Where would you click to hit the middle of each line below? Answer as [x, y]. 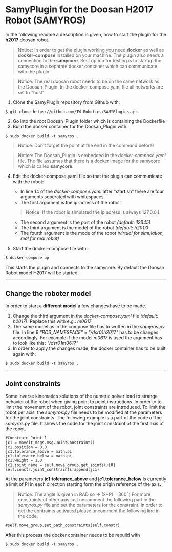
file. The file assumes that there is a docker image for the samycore [89, 161]
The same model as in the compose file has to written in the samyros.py [89, 326]
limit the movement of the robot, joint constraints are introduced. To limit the [85, 407]
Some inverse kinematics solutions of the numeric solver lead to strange [81, 396]
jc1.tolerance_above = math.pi [39, 451]
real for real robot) [40, 238]
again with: [24, 354]
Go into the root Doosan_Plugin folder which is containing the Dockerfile [89, 121]
